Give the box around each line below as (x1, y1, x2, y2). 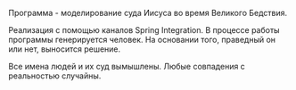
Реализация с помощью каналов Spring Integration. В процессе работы (8, 25, 280, 35)
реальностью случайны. (8, 70, 102, 81)
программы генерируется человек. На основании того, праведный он (8, 35, 276, 45)
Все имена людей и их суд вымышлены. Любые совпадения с (8, 61, 246, 71)
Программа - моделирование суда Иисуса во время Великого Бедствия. (8, 8, 288, 18)
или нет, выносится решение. (8, 44, 121, 54)
